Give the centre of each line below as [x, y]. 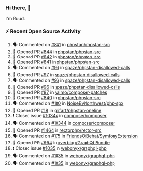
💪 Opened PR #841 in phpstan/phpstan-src [56, 62]
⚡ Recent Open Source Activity [43, 31]
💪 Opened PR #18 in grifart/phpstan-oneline [57, 110]
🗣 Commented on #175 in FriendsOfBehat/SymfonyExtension [75, 136]
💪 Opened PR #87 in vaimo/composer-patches [60, 92]
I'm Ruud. [15, 19]
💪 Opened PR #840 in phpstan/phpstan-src [57, 97]
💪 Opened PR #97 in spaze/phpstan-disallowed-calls [66, 74]
